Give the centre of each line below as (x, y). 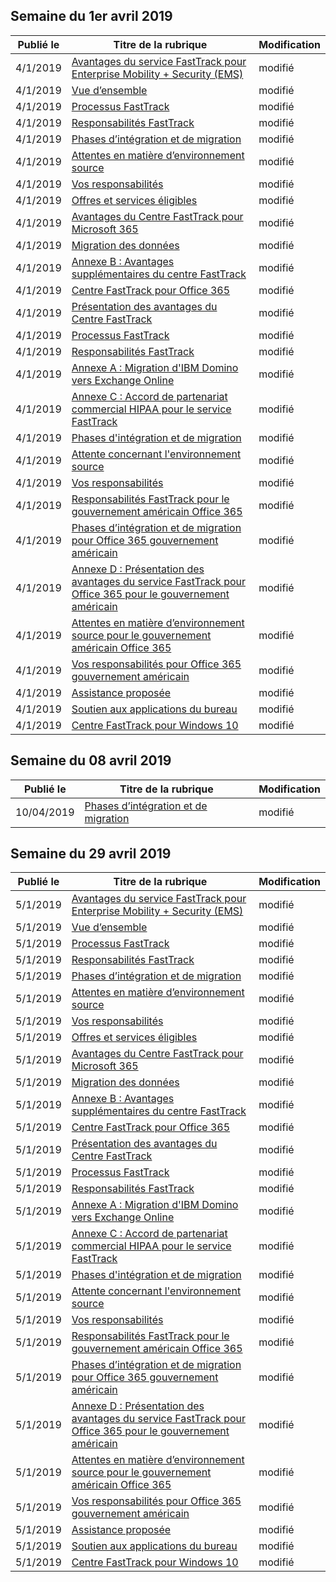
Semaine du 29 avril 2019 (91, 854)
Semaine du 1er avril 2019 (91, 16)
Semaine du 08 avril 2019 (91, 760)
